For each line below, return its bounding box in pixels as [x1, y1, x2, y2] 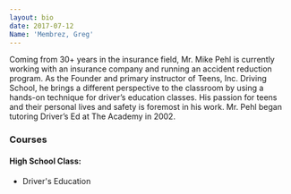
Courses [9, 133, 47, 146]
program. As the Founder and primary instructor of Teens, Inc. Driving [9, 73, 267, 84]
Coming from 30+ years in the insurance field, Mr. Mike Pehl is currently [9, 55, 275, 65]
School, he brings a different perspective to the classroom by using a [9, 82, 264, 94]
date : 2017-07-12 [9, 21, 74, 30]
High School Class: [9, 156, 82, 166]
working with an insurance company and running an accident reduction [9, 63, 273, 74]
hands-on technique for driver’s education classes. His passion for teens [9, 92, 278, 103]
